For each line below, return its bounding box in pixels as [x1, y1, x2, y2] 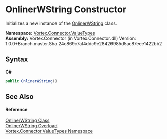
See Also [5, 92, 34, 101]
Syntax [5, 55, 28, 64]
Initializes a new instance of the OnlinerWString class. [5, 20, 117, 26]
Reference [5, 106, 28, 112]
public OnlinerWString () [5, 78, 58, 84]
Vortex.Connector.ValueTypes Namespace [5, 128, 93, 134]
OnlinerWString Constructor [5, 4, 127, 15]
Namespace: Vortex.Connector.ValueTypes [5, 30, 95, 36]
